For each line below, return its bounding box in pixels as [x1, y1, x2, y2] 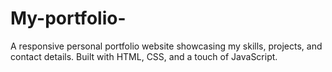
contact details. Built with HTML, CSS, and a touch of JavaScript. [10, 50, 278, 62]
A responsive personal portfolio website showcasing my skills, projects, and [10, 40, 323, 52]
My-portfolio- [10, 7, 127, 30]
